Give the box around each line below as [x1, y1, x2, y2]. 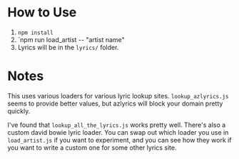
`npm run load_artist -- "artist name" [17, 35, 125, 43]
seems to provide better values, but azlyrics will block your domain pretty [7, 99, 223, 108]
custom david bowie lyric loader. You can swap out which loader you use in [7, 128, 229, 136]
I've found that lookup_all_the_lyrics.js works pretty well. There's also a [7, 120, 226, 129]
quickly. [7, 106, 31, 115]
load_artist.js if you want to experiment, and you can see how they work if [7, 135, 232, 144]
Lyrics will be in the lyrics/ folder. [17, 43, 119, 51]
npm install [17, 29, 54, 36]
